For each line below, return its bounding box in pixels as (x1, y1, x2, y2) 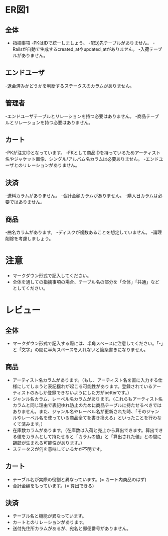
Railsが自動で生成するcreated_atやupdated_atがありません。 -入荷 (12, 46, 149, 52)
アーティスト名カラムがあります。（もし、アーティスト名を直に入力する (12, 377, 158, 383)
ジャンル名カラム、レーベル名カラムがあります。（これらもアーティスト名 (12, 395, 163, 401)
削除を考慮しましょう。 (5, 236, 54, 242)
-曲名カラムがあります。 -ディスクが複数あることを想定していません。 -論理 (5, 229, 162, 235)
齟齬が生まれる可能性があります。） (12, 440, 85, 446)
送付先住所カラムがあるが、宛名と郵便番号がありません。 (12, 525, 131, 531)
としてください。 (12, 285, 48, 291)
